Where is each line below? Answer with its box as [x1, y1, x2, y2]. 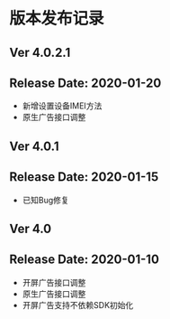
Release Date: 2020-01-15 [9, 169, 159, 185]
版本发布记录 [9, 8, 105, 29]
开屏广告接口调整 [22, 277, 86, 287]
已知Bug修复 [22, 194, 69, 205]
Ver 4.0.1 [9, 138, 60, 154]
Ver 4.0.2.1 [9, 44, 71, 60]
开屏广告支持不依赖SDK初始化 [22, 299, 134, 310]
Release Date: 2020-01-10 [9, 252, 160, 267]
